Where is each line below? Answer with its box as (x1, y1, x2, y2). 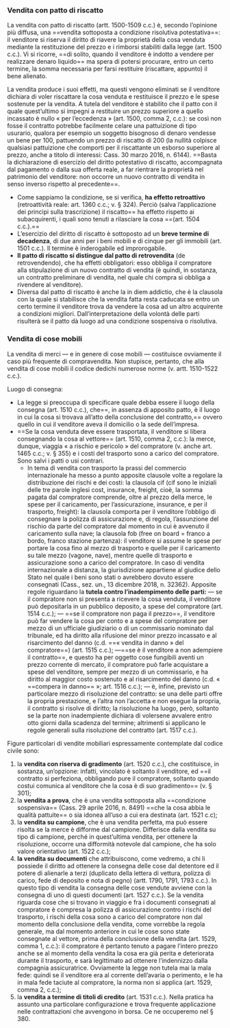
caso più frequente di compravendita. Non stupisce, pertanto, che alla (7, 357, 205, 365)
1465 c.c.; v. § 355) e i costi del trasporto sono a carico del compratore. (16, 449, 219, 457)
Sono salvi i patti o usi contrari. (16, 456, 105, 465)
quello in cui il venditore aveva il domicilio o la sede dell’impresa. (16, 420, 200, 428)
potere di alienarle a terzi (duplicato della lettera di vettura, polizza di (16, 869, 211, 877)
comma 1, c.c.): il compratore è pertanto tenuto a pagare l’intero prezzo (16, 942, 218, 950)
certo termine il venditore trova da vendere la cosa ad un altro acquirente (16, 302, 223, 310)
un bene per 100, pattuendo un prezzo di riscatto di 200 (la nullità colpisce (7, 136, 217, 145)
